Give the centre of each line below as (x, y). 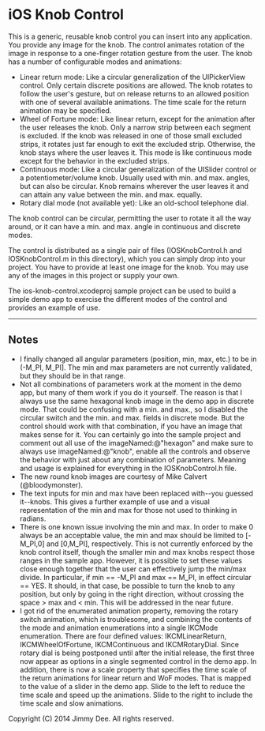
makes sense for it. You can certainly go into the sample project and (130, 434)
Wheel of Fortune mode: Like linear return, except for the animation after (137, 119)
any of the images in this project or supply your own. (94, 275)
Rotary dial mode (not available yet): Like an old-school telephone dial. (134, 202)
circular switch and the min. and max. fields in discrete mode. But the (132, 417)
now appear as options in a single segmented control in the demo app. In (138, 661)
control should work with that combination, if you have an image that (131, 426)
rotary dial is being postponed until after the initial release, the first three (137, 653)
